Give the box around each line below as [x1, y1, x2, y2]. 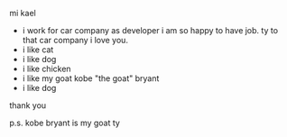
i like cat [22, 44, 54, 55]
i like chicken [22, 63, 71, 74]
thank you [9, 100, 47, 111]
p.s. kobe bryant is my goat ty [9, 117, 120, 128]
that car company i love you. [22, 35, 129, 45]
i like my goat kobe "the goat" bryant [22, 73, 160, 84]
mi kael [9, 8, 36, 18]
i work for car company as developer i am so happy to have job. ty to [22, 25, 278, 35]
